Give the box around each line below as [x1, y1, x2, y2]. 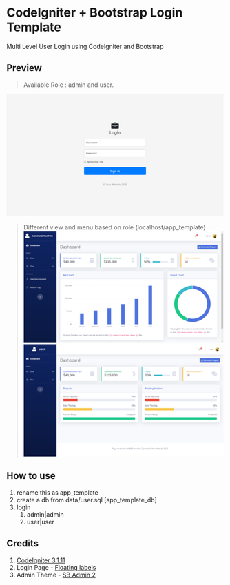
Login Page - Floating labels [16, 563, 96, 571]
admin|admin [26, 510, 64, 518]
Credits [6, 537, 39, 549]
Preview [6, 62, 43, 74]
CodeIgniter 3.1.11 [16, 556, 66, 564]
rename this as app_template [16, 488, 98, 497]
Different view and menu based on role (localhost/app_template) [23, 223, 206, 232]
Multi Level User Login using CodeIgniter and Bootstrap [6, 42, 164, 50]
